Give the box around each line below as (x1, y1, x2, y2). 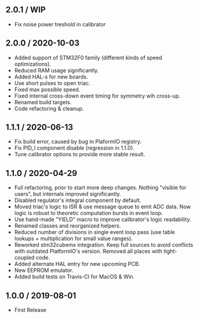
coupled (14, 254, 35, 261)
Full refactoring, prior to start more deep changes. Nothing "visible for (14, 184, 186, 191)
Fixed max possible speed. (14, 86, 81, 93)
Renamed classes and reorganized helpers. (14, 222, 121, 229)
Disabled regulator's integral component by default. (14, 197, 142, 204)
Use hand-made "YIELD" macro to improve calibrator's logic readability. (14, 216, 192, 223)
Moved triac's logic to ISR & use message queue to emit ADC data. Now (14, 203, 191, 210)
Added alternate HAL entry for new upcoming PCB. (14, 261, 140, 268)
